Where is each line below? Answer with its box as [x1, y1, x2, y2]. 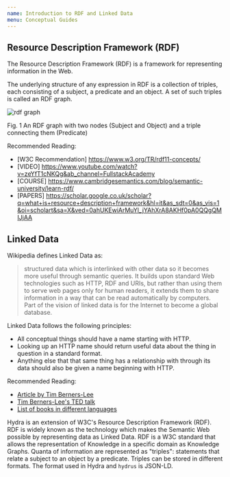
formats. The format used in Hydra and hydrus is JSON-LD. [7, 462, 173, 470]
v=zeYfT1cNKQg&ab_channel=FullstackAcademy [16, 170, 155, 178]
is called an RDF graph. [7, 95, 73, 103]
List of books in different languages [16, 405, 118, 413]
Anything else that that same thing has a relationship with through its [16, 357, 211, 365]
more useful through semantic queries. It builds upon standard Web [23, 272, 215, 281]
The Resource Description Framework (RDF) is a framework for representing [7, 60, 222, 68]
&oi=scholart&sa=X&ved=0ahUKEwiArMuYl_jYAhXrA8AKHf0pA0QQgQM [16, 206, 222, 214]
